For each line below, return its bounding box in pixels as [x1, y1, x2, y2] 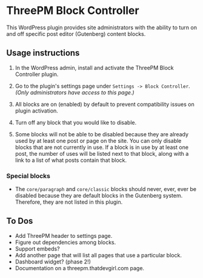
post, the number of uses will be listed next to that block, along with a [15, 150, 189, 157]
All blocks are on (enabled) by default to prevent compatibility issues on [15, 100, 195, 108]
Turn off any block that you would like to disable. [15, 119, 137, 126]
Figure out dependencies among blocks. [15, 238, 116, 246]
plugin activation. [15, 107, 59, 114]
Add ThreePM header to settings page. [15, 232, 113, 239]
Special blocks [6, 172, 50, 180]
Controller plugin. [15, 71, 59, 78]
